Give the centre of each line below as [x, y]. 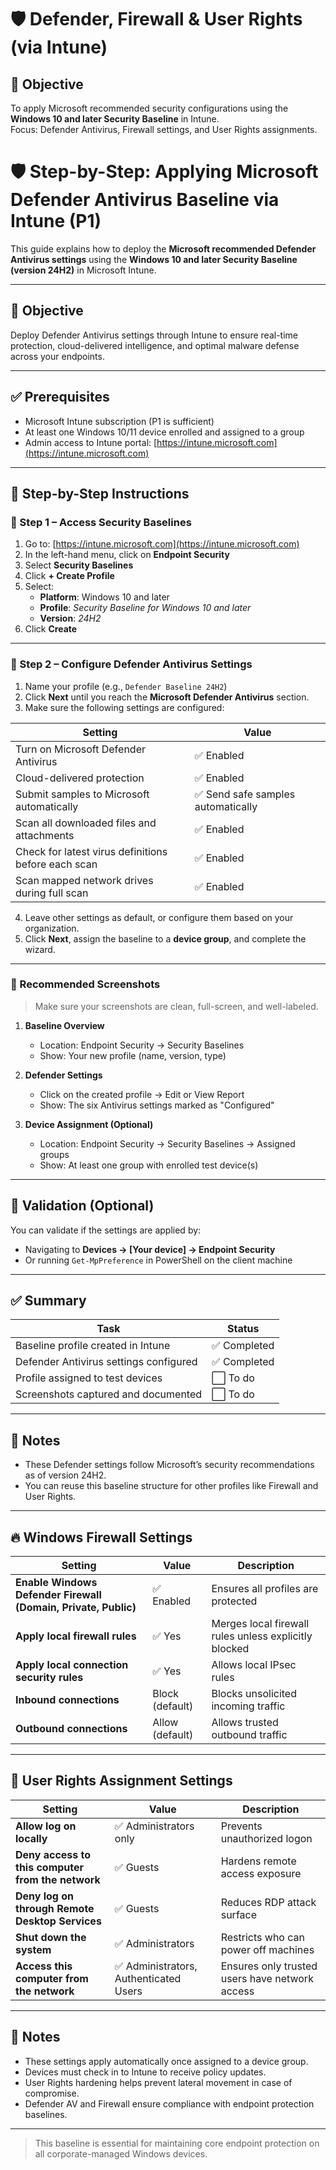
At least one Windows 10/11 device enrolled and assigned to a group [164, 432]
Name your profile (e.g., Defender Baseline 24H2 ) [126, 686]
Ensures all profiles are [265, 1589]
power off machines [267, 1949]
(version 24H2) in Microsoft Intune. [83, 270]
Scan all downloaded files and [86, 823]
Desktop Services [58, 1921]
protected [234, 1601]
